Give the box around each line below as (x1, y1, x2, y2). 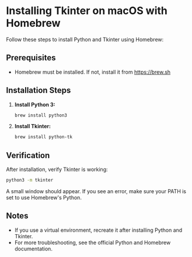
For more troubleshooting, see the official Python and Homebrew (14, 239, 171, 246)
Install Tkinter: (14, 123, 51, 130)
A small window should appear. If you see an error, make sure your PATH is (6, 188, 187, 194)
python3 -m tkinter (6, 177, 54, 183)
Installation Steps (6, 85, 71, 95)
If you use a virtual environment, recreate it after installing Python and (14, 227, 183, 234)
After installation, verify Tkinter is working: (6, 166, 108, 173)
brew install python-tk (14, 134, 73, 140)
